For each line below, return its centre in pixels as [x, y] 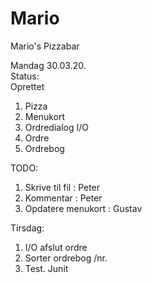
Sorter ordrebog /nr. [66, 258]
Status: [25, 76]
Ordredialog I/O [56, 127]
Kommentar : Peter [63, 198]
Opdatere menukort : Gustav [83, 208]
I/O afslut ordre [56, 247]
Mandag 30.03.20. [48, 65]
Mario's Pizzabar [45, 46]
